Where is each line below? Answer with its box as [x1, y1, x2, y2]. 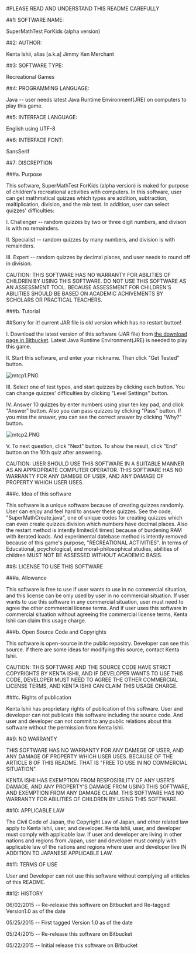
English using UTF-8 [6, 125, 56, 132]
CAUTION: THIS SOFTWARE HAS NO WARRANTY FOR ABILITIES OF [6, 272, 171, 278]
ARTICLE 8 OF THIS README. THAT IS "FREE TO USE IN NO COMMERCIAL [6, 759, 188, 766]
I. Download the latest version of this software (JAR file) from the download [6, 330, 187, 337]
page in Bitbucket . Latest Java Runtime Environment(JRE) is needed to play [6, 337, 188, 343]
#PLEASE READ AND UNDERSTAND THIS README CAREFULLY [6, 5, 160, 12]
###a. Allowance [6, 574, 47, 581]
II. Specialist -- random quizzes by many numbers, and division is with [6, 236, 176, 243]
